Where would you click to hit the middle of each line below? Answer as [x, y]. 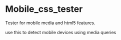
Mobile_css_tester [44, 9]
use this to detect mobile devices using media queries [61, 32]
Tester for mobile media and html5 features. [50, 23]
